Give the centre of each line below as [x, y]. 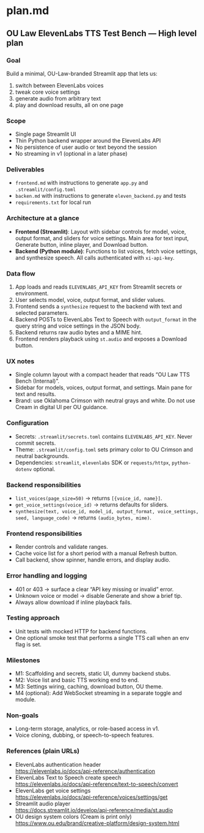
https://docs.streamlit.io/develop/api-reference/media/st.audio [94, 810]
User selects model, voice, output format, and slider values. [90, 300]
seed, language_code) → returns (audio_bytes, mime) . [83, 518]
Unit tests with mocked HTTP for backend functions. [81, 631]
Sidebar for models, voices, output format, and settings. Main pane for [104, 388]
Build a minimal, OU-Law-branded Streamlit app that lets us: [82, 73]
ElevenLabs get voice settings [53, 790]
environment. [32, 293]
